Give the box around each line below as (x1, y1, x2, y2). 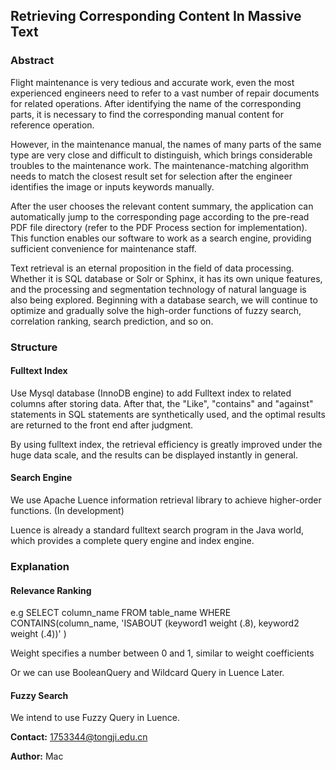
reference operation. (10, 119, 95, 131)
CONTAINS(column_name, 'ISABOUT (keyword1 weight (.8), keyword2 (10, 617, 300, 629)
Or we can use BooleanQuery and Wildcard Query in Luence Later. (10, 667, 285, 679)
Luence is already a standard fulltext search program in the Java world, (10, 524, 305, 536)
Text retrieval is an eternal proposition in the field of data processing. (10, 262, 295, 274)
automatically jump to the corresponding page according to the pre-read (10, 210, 310, 223)
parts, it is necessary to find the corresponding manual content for (10, 108, 284, 120)
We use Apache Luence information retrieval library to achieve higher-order (10, 494, 322, 506)
